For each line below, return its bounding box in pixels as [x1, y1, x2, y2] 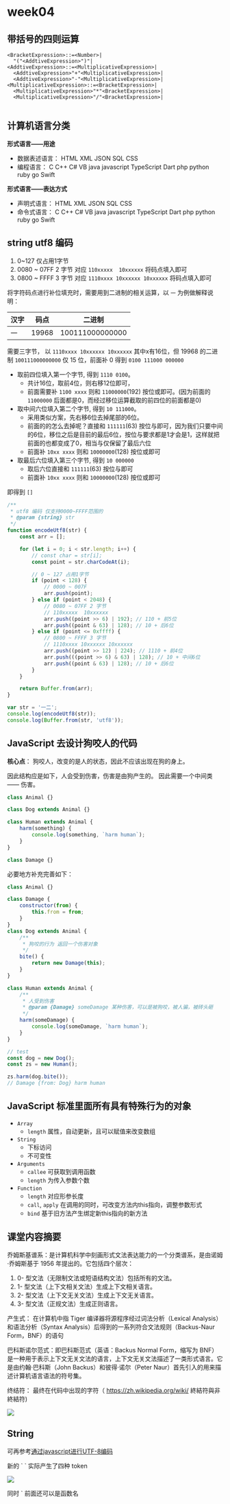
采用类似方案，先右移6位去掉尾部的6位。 [27, 413, 143, 421]
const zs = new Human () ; [7, 1061, 78, 1068]
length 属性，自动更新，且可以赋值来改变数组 [27, 1127, 156, 1136]
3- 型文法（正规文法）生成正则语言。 [16, 1300, 122, 1308]
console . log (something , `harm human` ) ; [31, 832, 146, 838]
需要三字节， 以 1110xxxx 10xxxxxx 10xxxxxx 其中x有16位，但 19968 [7, 347, 199, 355]
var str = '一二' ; [7, 704, 57, 711]
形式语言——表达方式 [7, 185, 67, 193]
